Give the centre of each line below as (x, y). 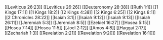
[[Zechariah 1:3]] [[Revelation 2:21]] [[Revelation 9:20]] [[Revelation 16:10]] (80, 33)
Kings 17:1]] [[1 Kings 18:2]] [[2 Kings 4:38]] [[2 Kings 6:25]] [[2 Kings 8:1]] (80, 12)
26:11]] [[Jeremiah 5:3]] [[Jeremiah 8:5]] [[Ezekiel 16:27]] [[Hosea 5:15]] (77, 22)
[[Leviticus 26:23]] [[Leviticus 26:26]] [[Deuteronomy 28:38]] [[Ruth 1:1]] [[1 (81, 7)
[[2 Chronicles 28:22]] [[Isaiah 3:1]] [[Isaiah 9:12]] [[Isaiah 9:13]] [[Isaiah (78, 17)
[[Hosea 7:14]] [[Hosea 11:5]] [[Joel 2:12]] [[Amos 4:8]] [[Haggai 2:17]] (76, 28)
